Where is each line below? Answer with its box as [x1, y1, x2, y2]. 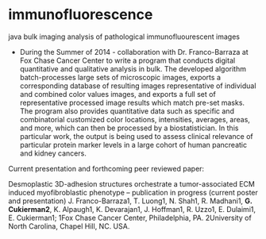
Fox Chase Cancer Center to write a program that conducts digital [19, 56, 236, 65]
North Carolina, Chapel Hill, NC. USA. [8, 221, 130, 231]
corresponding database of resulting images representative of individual [19, 81, 256, 91]
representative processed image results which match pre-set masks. [19, 98, 245, 107]
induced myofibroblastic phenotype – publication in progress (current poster [8, 187, 258, 197]
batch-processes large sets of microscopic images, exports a [19, 72, 221, 82]
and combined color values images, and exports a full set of [19, 89, 216, 98]
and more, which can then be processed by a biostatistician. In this [19, 123, 239, 133]
